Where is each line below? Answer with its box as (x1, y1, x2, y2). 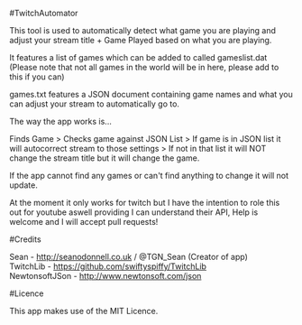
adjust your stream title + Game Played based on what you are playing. (9, 35, 272, 45)
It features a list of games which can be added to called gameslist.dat (9, 52, 268, 62)
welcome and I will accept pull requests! (9, 217, 159, 227)
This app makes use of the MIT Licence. (9, 306, 159, 316)
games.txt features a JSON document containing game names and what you (9, 89, 293, 99)
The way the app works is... (9, 116, 113, 126)
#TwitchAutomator (9, 8, 78, 18)
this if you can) (9, 71, 65, 82)
